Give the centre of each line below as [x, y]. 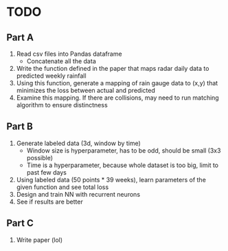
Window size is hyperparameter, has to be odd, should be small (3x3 [124, 150]
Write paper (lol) [39, 240]
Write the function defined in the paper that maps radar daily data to [113, 68]
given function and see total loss [62, 187]
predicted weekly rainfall [51, 76]
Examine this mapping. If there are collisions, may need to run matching [117, 98]
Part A [20, 37]
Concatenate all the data [61, 61]
